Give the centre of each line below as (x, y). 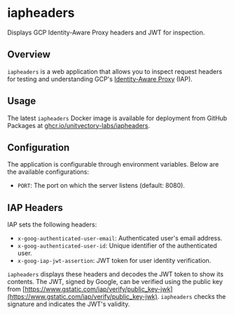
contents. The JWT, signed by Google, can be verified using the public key (115, 282)
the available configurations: (48, 172)
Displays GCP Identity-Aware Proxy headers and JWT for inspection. (106, 32)
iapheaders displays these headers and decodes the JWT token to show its (116, 274)
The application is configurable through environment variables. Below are (113, 165)
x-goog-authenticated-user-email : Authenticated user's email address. (120, 238)
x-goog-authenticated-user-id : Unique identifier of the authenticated (117, 246)
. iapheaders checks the (192, 297)
